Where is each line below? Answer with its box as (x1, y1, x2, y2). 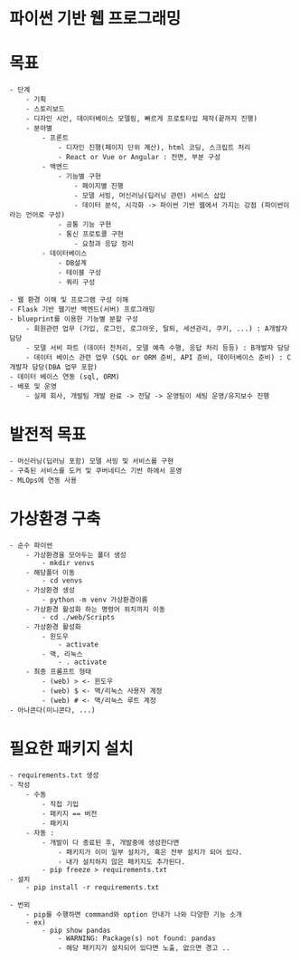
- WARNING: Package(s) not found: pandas (57, 934, 217, 943)
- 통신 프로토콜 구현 (57, 230, 125, 239)
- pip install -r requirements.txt (25, 882, 160, 892)
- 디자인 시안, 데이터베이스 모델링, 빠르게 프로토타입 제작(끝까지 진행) (25, 114, 258, 123)
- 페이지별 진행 (73, 182, 124, 191)
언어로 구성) (25, 210, 66, 220)
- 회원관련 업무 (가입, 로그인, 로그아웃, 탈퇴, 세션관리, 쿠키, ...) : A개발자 (25, 324, 288, 333)
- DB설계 (57, 259, 88, 268)
